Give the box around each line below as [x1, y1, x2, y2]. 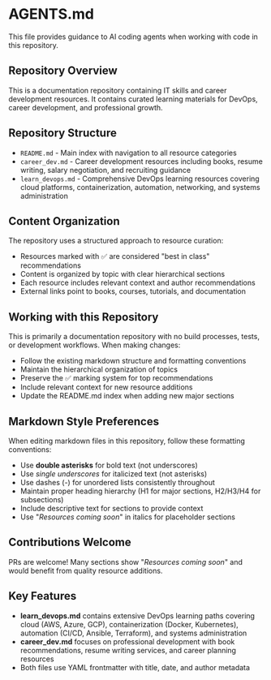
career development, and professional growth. [8, 102, 164, 112]
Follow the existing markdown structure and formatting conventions [19, 356, 247, 366]
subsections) [19, 495, 64, 504]
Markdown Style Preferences [8, 415, 160, 428]
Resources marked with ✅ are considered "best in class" [19, 252, 210, 261]
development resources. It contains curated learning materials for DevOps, [8, 94, 258, 104]
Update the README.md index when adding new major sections [19, 391, 235, 401]
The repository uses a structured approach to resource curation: [8, 236, 224, 246]
